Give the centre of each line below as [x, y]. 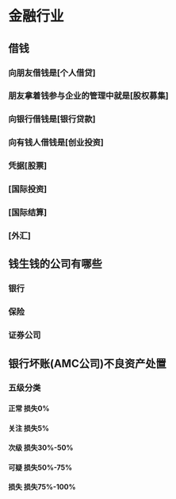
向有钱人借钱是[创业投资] [56, 142]
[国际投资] [28, 189]
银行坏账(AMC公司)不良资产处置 [87, 364]
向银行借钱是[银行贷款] [52, 119]
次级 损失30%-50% [41, 448]
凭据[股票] [28, 166]
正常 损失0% [29, 408]
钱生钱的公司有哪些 [55, 264]
